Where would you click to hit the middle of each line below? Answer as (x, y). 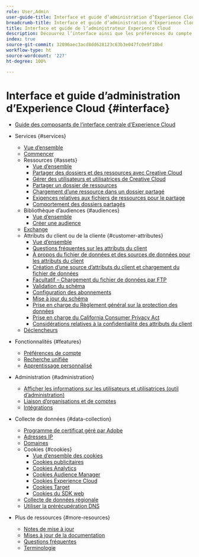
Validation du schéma (59, 286)
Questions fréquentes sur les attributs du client (90, 248)
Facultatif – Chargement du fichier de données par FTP (99, 280)
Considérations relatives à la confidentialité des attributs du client (112, 324)
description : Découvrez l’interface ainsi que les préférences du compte (99, 34)
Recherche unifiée (46, 360)
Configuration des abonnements (72, 292)
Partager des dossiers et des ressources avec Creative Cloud (107, 173)
